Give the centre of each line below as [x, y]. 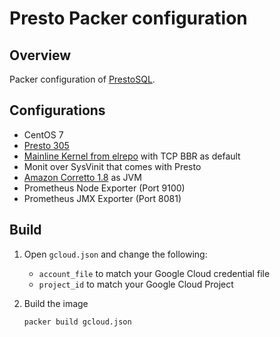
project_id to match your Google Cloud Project [136, 284]
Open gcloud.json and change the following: [115, 254]
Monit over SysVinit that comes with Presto [112, 166]
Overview [40, 55]
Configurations [57, 110]
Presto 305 [46, 145]
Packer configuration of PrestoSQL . [82, 79]
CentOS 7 [43, 134]
